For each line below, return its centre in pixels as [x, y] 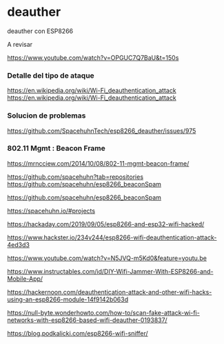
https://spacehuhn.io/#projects [51, 211]
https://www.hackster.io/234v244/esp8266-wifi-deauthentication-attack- [112, 237]
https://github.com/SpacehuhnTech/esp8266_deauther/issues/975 [102, 131]
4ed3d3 [18, 244]
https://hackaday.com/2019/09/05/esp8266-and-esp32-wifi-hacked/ [106, 224]
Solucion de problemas [47, 116]
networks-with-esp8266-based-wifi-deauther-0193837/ [87, 320]
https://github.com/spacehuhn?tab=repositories [75, 177]
